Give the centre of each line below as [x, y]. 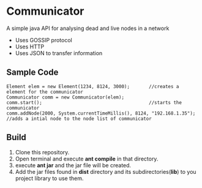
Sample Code [32, 73]
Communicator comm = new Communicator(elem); [65, 97]
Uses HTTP [30, 47]
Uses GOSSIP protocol [43, 40]
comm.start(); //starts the [94, 102]
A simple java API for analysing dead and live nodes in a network [88, 28]
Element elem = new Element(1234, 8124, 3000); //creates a [93, 86]
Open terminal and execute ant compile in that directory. [87, 159]
